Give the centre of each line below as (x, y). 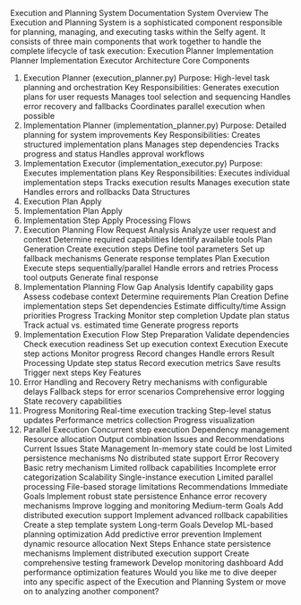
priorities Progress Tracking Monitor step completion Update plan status (156, 315)
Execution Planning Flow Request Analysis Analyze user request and (150, 230)
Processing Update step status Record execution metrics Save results (152, 363)
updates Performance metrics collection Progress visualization (139, 420)
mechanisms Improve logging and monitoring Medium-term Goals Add (153, 506)
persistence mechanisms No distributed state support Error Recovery (151, 458)
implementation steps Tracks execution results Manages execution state (156, 182)
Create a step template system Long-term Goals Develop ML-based (148, 524)
